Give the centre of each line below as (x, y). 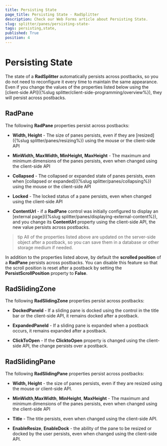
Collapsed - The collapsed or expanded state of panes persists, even (84, 176)
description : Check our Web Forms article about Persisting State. (77, 19)
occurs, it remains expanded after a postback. (60, 331)
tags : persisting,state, (31, 29)
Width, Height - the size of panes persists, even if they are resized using (87, 383)
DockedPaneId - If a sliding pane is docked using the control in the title (85, 310)
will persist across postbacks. (36, 98)
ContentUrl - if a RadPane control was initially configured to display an (85, 211)
